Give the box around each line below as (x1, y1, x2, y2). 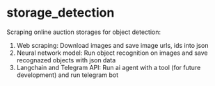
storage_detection (6, 5, 115, 21)
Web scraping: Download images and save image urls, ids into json (16, 41, 209, 49)
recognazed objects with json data (16, 55, 116, 64)
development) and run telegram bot (16, 71, 119, 79)
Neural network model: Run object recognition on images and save (16, 49, 208, 57)
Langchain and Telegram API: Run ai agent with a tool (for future (16, 63, 201, 71)
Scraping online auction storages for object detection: (6, 28, 161, 36)
